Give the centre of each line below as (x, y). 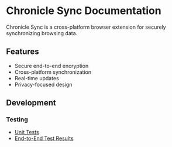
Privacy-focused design (43, 84)
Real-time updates (37, 78)
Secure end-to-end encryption (51, 66)
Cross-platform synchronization (53, 72)
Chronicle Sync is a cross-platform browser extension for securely (86, 27)
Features (23, 52)
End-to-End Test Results (44, 138)
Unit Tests (27, 132)
